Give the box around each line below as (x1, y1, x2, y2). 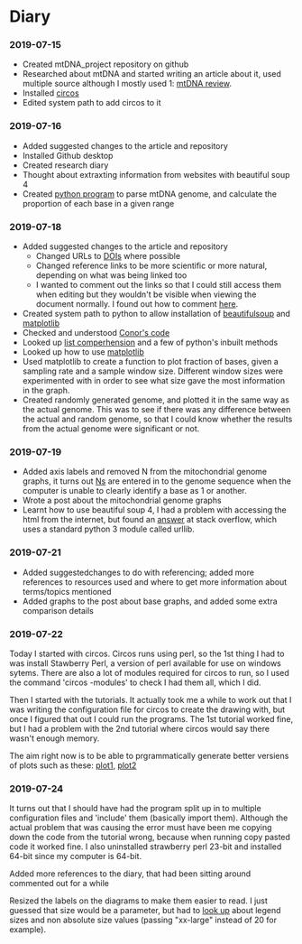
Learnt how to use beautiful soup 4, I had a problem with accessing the (22, 504, 287, 515)
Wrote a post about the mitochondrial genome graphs (22, 495, 223, 506)
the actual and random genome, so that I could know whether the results (22, 413, 293, 425)
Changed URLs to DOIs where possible (35, 251, 181, 262)
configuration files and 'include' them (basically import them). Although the (9, 812, 288, 823)
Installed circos (22, 88, 79, 98)
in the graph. (22, 385, 70, 396)
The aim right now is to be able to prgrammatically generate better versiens (9, 750, 289, 761)
